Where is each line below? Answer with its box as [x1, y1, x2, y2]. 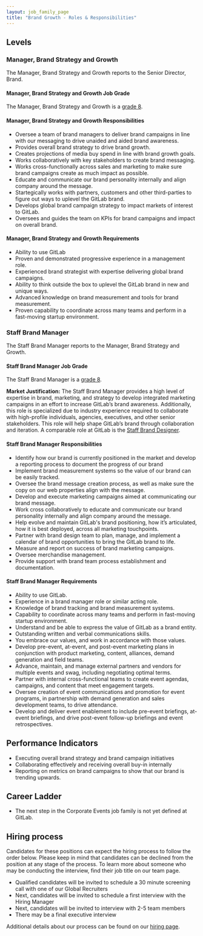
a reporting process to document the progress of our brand [15, 460, 164, 468]
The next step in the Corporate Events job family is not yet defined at [15, 807, 187, 815]
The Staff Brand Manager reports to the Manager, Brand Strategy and [6, 342, 180, 350]
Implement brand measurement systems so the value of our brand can [15, 466, 191, 474]
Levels [6, 37, 32, 47]
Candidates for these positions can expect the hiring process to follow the [6, 848, 191, 855]
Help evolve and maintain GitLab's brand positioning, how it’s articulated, [15, 518, 197, 526]
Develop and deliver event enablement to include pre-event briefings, [15, 707, 189, 715]
